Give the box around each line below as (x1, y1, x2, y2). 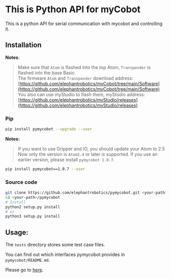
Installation (5, 41, 42, 50)
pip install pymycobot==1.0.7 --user (5, 166, 85, 172)
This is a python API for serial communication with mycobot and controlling (5, 20, 163, 27)
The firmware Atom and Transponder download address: (17, 75, 133, 81)
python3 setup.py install (5, 214, 60, 219)
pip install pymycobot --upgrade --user (5, 127, 93, 132)
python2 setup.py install (5, 204, 60, 210)
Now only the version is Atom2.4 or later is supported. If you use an (17, 151, 158, 157)
